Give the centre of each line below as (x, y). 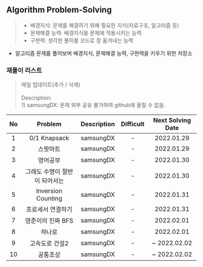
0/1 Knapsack (49, 138)
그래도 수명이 (43, 172)
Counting (49, 199)
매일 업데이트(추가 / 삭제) (50, 85)
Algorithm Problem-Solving (59, 10)
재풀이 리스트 (24, 70)
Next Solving (172, 120)
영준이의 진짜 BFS (49, 221)
